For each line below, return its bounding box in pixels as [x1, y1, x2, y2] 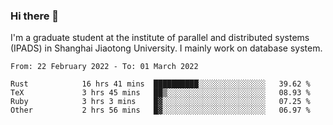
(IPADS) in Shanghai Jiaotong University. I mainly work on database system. [10, 42, 323, 54]
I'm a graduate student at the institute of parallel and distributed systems [10, 32, 310, 44]
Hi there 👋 [10, 9, 60, 23]
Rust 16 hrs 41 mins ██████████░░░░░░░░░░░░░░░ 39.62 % [10, 79, 311, 89]
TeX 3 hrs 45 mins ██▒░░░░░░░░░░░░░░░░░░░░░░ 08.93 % [10, 88, 311, 98]
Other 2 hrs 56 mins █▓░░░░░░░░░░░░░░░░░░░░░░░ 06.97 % [10, 105, 311, 116]
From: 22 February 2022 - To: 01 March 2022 [10, 62, 199, 72]
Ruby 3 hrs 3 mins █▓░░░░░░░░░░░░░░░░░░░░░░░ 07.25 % [10, 97, 311, 107]
